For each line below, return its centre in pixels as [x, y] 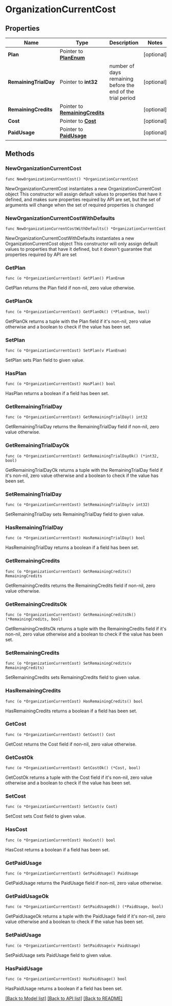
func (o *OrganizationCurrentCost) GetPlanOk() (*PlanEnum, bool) [78, 312]
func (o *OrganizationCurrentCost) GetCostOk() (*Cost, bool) [73, 768]
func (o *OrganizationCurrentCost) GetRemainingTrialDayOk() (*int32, [82, 456]
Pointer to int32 [79, 82]
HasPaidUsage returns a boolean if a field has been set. [64, 988]
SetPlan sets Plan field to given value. [45, 360]
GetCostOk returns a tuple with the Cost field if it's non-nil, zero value [79, 778]
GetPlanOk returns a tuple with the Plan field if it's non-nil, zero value [78, 321]
